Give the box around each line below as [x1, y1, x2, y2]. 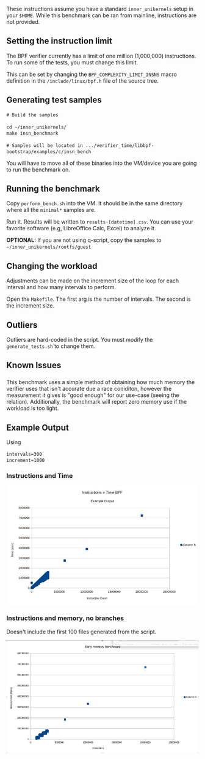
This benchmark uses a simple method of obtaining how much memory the [6, 379, 195, 386]
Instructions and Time [6, 472, 73, 480]
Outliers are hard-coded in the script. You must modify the [6, 336, 153, 344]
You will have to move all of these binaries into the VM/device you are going [6, 159, 197, 167]
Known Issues [6, 360, 62, 371]
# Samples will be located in [6, 142, 84, 149]
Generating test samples [6, 95, 102, 105]
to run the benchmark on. [6, 165, 70, 173]
